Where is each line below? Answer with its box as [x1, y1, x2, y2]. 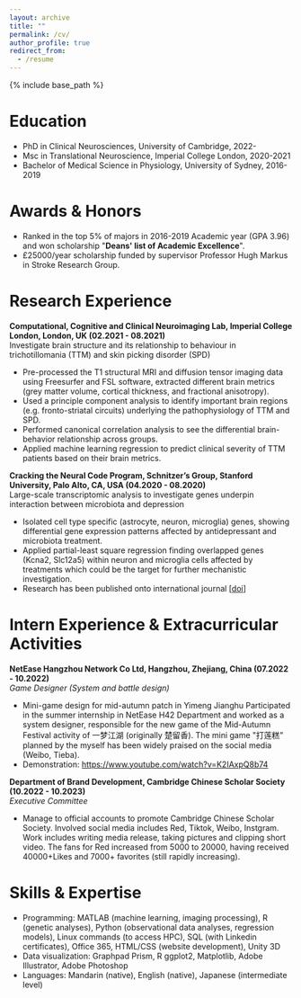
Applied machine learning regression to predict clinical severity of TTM [22, 442, 286, 454]
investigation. [22, 573, 73, 584]
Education [9, 111, 87, 131]
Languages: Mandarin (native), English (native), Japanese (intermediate [22, 969, 288, 980]
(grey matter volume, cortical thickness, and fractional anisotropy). [22, 386, 270, 397]
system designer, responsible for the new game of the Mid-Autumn [22, 718, 271, 729]
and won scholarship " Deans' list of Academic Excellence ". [22, 240, 245, 251]
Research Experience [9, 291, 173, 311]
